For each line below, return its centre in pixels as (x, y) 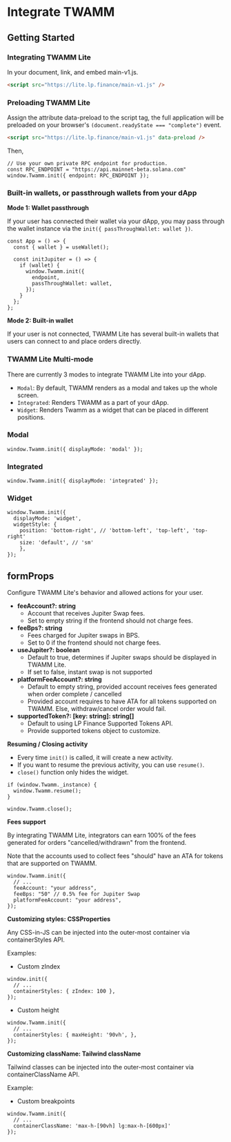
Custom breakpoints (46, 1101)
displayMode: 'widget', (47, 519)
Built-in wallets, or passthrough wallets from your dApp (102, 193)
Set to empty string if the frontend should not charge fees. (110, 621)
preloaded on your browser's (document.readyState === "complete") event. (114, 125)
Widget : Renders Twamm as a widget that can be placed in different (113, 410)
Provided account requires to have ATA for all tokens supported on (122, 701)
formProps (31, 576)
